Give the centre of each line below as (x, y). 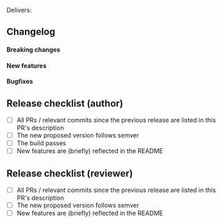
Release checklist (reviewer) (70, 173)
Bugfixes (20, 81)
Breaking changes (33, 49)
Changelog (31, 32)
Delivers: (19, 10)
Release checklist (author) (65, 103)
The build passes (41, 143)
